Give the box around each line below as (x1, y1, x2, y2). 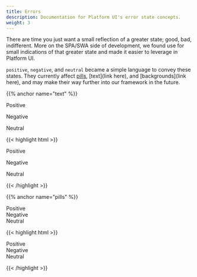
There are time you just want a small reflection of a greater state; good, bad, (6, 36, 192, 43)
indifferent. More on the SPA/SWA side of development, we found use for (6, 42, 185, 49)
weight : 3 (6, 20, 31, 25)
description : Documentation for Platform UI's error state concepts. (6, 14, 182, 20)
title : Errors (6, 8, 41, 15)
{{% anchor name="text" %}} (6, 90, 78, 98)
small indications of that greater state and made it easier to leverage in (6, 49, 178, 56)
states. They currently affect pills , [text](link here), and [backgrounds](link (6, 72, 186, 80)
